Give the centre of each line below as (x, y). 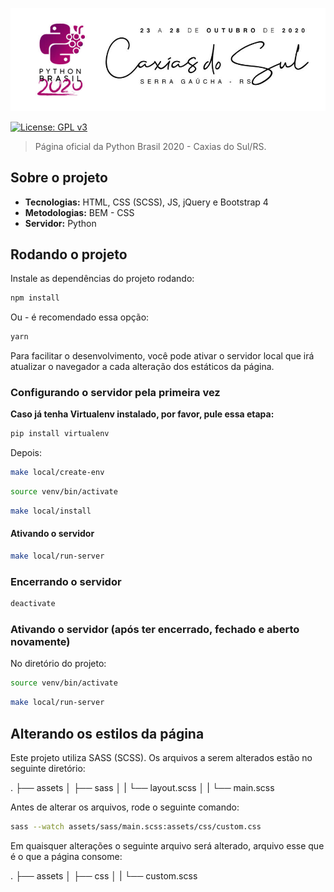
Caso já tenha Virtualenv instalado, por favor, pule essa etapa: (142, 414)
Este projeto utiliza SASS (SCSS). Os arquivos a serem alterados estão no (161, 757)
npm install (35, 298)
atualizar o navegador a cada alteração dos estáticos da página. (142, 367)
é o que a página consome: (66, 856)
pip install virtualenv (60, 434)
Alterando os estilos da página (107, 733)
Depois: (26, 453)
